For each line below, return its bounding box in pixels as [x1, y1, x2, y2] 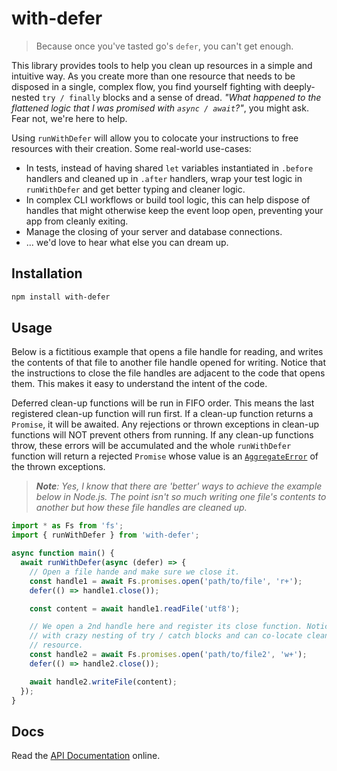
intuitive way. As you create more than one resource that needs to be [11, 70, 296, 82]
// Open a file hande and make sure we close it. [29, 567, 241, 577]
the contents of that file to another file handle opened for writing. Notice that [11, 357, 326, 369]
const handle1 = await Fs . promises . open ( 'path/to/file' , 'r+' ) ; [29, 576, 303, 586]
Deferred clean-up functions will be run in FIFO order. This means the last [11, 397, 315, 409]
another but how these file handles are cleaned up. [35, 502, 248, 514]
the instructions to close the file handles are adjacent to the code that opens [11, 367, 326, 379]
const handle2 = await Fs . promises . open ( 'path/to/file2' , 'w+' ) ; [29, 650, 308, 660]
